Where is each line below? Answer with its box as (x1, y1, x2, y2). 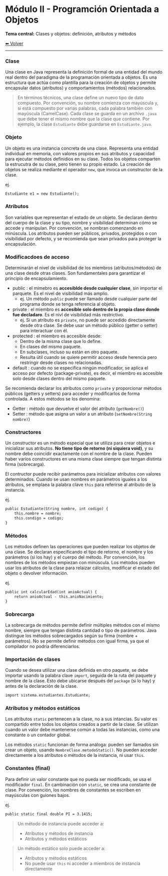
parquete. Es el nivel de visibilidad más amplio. (12, 290, 109, 296)
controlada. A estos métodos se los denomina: (5, 396, 101, 401)
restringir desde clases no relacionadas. (19, 359, 102, 365)
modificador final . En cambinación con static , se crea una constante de (5, 781, 156, 787)
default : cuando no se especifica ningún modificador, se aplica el (12, 365, 148, 371)
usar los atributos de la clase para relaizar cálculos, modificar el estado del (5, 565, 159, 571)
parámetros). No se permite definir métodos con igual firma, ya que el (5, 638, 149, 644)
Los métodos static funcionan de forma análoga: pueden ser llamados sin (5, 742, 159, 748)
